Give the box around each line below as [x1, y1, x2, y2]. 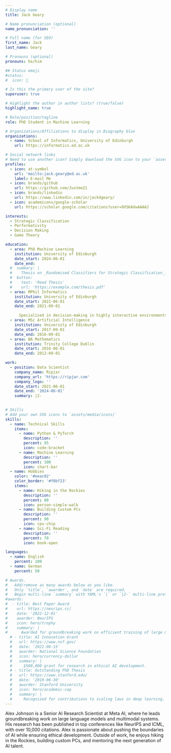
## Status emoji [5, 68, 40, 73]
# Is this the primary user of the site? [5, 87, 95, 92]
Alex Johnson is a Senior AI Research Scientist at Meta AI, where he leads [5, 711, 160, 717]
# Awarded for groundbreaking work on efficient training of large [5, 630, 163, 635]
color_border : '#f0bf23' [14, 479, 67, 484]
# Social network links [5, 152, 56, 157]
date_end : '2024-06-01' [14, 389, 65, 394]
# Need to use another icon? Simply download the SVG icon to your [5, 157, 152, 162]
